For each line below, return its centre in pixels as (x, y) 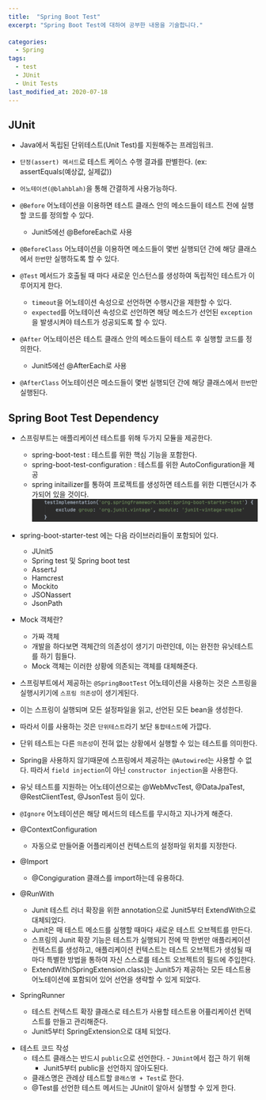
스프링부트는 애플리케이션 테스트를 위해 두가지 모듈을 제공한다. (116, 438)
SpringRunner (42, 995)
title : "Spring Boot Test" (55, 17)
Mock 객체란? (41, 620)
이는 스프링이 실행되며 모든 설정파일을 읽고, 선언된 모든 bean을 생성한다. (131, 710)
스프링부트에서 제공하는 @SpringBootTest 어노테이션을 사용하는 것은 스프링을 (138, 683)
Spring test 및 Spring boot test (81, 561)
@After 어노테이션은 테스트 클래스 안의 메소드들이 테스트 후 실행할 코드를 (131, 339)
